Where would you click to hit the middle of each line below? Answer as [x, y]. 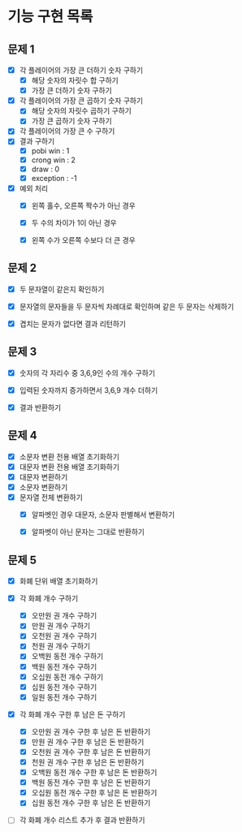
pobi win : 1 [50, 150]
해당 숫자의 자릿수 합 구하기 [75, 80]
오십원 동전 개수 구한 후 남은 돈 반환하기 [94, 793]
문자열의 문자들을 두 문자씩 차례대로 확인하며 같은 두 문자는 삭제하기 [127, 306]
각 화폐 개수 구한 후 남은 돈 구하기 [72, 714]
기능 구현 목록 [50, 17]
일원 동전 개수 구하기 [64, 697]
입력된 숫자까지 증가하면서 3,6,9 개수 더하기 [89, 390]
